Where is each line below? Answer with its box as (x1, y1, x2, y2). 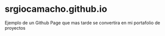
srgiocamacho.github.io (5, 3, 107, 15)
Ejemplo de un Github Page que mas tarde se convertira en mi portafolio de (5, 20, 160, 26)
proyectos (5, 25, 26, 31)
